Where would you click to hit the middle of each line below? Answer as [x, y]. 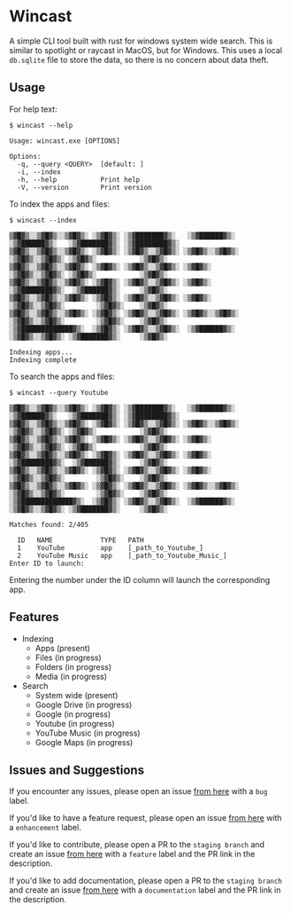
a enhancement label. [45, 828]
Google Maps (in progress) [84, 742]
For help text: [33, 109]
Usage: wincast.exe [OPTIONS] [65, 141]
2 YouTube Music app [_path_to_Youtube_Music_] [122, 555]
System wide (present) [77, 695]
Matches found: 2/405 [49, 524]
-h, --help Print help [79, 179]
